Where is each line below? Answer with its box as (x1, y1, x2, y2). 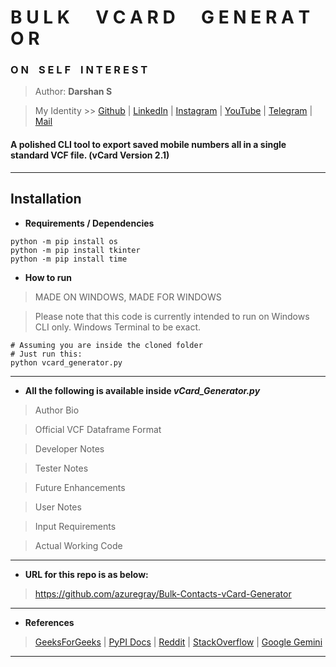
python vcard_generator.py (10, 357, 123, 368)
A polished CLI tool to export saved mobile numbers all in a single (10, 139, 287, 151)
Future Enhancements (34, 481, 126, 493)
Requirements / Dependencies (24, 217, 155, 229)
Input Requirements (34, 520, 117, 532)
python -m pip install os (10, 236, 118, 246)
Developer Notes (34, 442, 105, 455)
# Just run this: (10, 349, 83, 359)
